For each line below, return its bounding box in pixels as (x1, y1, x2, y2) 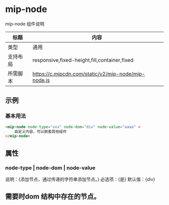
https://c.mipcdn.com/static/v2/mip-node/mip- (32, 70, 145, 77)
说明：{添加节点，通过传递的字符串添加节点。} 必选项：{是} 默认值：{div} (5, 176, 155, 182)
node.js (32, 76, 50, 83)
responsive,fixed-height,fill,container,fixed (32, 56, 134, 63)
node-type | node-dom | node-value (5, 164, 96, 171)
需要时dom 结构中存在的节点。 (5, 192, 101, 201)
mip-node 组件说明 (5, 21, 45, 27)
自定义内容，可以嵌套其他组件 (14, 129, 67, 134)
